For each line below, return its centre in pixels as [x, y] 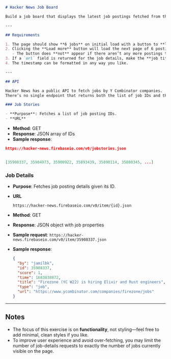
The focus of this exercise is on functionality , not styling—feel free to [86, 329]
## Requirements [22, 35]
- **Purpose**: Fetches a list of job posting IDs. [61, 114]
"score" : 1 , [30, 273]
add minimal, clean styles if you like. [51, 335]
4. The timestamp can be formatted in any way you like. [67, 63]
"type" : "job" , [34, 287]
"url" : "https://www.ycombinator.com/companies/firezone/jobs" [86, 292]
